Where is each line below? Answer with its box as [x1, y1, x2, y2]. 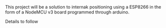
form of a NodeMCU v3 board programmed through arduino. [5, 9, 130, 15]
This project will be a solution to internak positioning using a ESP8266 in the [5, 4, 162, 10]
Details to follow [5, 19, 38, 24]
